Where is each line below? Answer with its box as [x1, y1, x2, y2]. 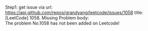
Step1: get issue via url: [5, 4, 53, 10]
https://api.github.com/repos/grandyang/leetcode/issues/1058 [5, 9, 134, 15]
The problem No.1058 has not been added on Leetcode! [5, 20, 120, 26]
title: [134, 9, 144, 15]
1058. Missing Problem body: [29, 15, 89, 20]
